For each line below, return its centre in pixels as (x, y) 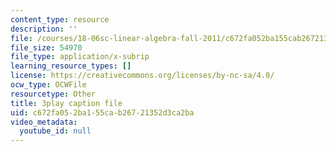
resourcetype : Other (53, 94)
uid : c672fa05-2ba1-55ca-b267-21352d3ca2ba (102, 112)
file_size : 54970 (46, 47)
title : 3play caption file (66, 103)
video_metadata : (44, 122)
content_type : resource (60, 19)
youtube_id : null (55, 131)
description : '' (44, 29)
